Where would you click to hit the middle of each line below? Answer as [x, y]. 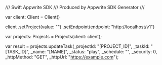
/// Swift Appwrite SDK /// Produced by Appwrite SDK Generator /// [75, 7]
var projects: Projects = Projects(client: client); [54, 37]
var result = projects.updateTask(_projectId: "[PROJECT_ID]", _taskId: [77, 46]
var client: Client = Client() [33, 17]
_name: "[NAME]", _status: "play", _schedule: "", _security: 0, [94, 52]
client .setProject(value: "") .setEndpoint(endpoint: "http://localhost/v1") [80, 27]
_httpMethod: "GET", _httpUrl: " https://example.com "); [62, 57]
